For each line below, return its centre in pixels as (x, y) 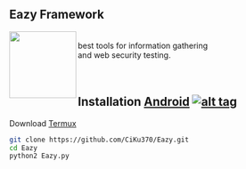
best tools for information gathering (143, 45)
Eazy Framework (57, 15)
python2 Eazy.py (39, 156)
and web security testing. (124, 55)
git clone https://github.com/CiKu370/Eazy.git (99, 140)
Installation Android (134, 102)
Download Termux (43, 123)
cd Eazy (24, 148)
